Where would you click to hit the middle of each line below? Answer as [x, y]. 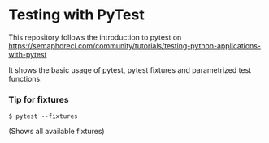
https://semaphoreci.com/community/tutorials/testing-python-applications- [135, 45]
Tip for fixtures [39, 99]
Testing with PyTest [76, 15]
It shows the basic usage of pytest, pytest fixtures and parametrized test [130, 69]
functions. [25, 78]
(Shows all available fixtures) [56, 132]
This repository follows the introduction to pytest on [95, 37]
